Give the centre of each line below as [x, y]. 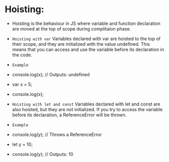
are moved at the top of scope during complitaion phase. [72, 28]
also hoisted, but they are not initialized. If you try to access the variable [87, 109]
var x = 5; [22, 84]
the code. [22, 55]
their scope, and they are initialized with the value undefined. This [81, 44]
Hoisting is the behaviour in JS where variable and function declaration [86, 23]
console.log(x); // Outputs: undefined [51, 74]
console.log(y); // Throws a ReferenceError [57, 134]
